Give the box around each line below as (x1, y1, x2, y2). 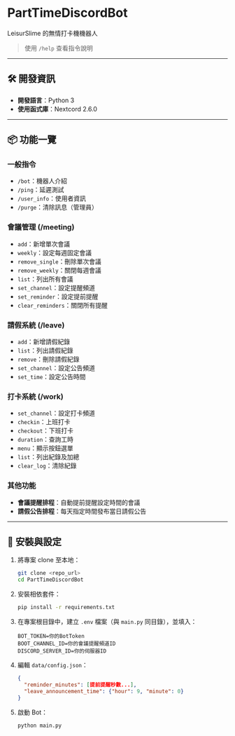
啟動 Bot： (17, 708, 48, 716)
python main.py (17, 722, 62, 729)
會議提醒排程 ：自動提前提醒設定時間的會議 (17, 498, 141, 506)
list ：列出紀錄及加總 (17, 453, 80, 461)
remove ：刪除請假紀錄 (17, 355, 80, 364)
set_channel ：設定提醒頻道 (17, 283, 96, 292)
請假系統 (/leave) (7, 320, 65, 330)
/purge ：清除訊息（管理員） (17, 203, 98, 212)
